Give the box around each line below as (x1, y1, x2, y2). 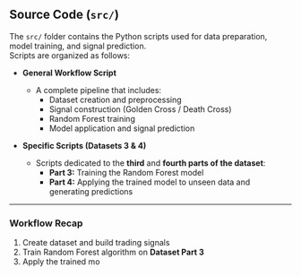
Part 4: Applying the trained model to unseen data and (48, 177, 251, 187)
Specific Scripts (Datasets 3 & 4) (21, 140, 147, 151)
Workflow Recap (9, 217, 83, 229)
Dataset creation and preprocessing (48, 94, 182, 105)
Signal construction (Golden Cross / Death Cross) (48, 103, 232, 115)
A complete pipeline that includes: (35, 84, 162, 95)
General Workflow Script (21, 67, 116, 78)
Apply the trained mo (21, 256, 100, 267)
